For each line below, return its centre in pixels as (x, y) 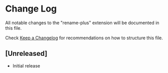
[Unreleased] (26, 54)
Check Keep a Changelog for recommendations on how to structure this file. (84, 38)
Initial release (26, 65)
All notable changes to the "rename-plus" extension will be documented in (82, 23)
